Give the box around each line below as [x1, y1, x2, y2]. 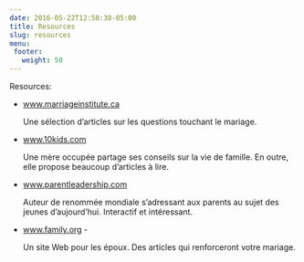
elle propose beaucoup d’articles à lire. [22, 162, 169, 172]
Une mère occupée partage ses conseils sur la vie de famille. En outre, [22, 152, 289, 162]
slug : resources [9, 30, 71, 39]
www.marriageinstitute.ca [22, 99, 121, 110]
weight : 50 [21, 56, 64, 65]
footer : [13, 47, 43, 57]
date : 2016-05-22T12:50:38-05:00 [9, 13, 137, 23]
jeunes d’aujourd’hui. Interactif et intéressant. [22, 206, 194, 217]
